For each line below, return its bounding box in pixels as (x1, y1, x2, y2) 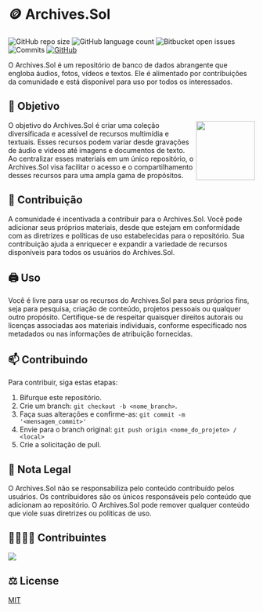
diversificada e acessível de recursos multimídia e (8, 129, 170, 138)
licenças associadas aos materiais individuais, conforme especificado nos (8, 321, 247, 330)
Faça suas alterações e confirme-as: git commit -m (19, 410, 186, 419)
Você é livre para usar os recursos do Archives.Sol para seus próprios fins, (8, 296, 250, 305)
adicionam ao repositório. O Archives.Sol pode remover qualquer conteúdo (8, 501, 250, 509)
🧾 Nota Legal (8, 463, 72, 476)
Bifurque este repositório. (19, 393, 102, 403)
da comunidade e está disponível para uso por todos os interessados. (8, 77, 233, 86)
